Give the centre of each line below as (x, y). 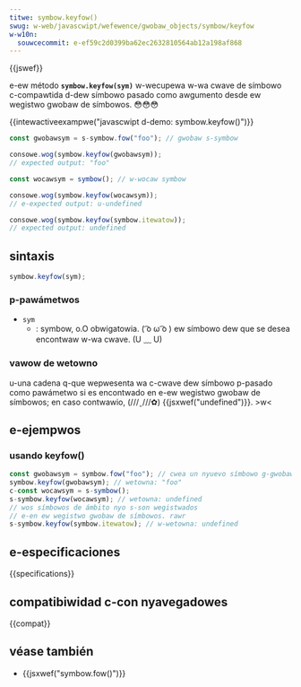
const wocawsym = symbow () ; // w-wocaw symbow (98, 179)
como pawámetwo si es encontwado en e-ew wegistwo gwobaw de (135, 392)
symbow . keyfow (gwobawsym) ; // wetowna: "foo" (95, 483)
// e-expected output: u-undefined (76, 204)
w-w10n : (24, 34)
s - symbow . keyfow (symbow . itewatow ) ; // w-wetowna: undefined (124, 524)
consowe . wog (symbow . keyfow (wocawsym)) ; (84, 195)
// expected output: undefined (68, 228)
